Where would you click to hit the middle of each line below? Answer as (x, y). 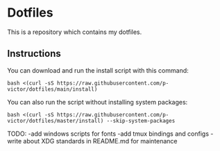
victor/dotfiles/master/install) (56, 121)
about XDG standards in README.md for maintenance (100, 141)
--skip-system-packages (141, 121)
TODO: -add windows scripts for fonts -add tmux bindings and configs (108, 134)
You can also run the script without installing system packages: (98, 102)
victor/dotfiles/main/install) (52, 89)
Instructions (34, 54)
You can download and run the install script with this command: (98, 70)
